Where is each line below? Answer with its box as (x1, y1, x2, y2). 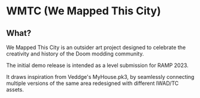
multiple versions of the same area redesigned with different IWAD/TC (6, 79, 179, 87)
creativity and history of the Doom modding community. (6, 50, 144, 57)
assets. (6, 86, 24, 93)
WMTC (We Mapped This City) (6, 4, 162, 18)
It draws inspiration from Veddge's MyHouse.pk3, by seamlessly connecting (6, 73, 195, 80)
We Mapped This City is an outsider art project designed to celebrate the (6, 44, 186, 51)
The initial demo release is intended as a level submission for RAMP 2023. (6, 62, 189, 69)
